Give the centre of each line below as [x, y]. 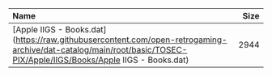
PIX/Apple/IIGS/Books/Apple [67, 60]
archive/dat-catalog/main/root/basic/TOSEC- [100, 50]
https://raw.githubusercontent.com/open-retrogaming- [121, 40]
